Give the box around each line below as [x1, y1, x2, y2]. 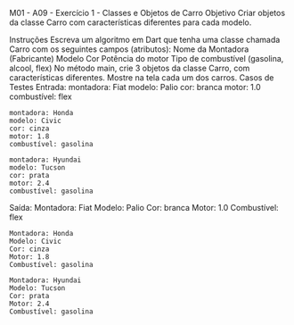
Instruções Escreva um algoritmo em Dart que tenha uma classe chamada [9, 35, 281, 45]
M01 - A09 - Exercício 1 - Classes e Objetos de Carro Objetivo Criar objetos [9, 8, 286, 18]
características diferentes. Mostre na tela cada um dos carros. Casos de [9, 72, 274, 83]
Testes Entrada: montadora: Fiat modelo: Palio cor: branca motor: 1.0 [9, 82, 261, 92]
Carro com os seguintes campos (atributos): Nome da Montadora [9, 44, 249, 54]
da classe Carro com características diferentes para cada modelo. [9, 17, 252, 28]
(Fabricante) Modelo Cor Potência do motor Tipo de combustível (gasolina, [9, 54, 284, 63]
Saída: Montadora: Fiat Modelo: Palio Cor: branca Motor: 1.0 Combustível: [9, 203, 279, 212]
